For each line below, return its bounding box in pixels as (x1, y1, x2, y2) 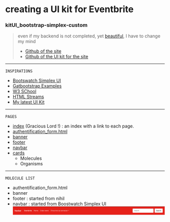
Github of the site (25, 48, 62, 54)
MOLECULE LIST (5, 176, 35, 181)
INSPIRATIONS (5, 69, 33, 74)
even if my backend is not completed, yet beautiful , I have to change (17, 33, 161, 39)
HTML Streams (12, 94, 45, 100)
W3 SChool (12, 88, 36, 95)
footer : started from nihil (12, 196, 65, 202)
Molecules (20, 155, 42, 161)
